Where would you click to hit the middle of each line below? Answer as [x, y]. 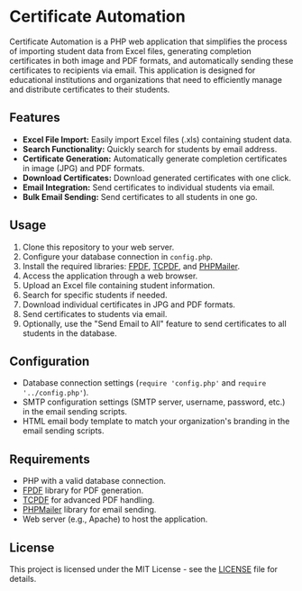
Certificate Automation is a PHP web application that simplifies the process [149, 41]
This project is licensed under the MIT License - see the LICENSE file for [143, 569]
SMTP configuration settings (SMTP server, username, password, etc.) [154, 402]
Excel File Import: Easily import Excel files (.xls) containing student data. [157, 139]
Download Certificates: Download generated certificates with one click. [156, 177]
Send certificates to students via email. [95, 314]
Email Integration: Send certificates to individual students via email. [148, 187]
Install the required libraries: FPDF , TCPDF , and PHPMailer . [131, 266]
